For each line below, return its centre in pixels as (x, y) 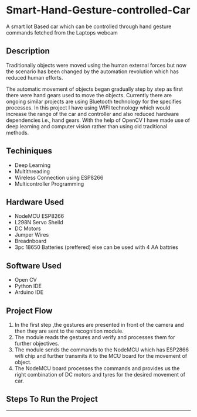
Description (28, 51)
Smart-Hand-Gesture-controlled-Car (98, 10)
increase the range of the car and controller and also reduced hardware (93, 114)
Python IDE (28, 286)
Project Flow (29, 311)
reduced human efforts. (35, 77)
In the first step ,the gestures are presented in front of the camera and (99, 325)
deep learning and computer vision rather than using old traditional (87, 126)
